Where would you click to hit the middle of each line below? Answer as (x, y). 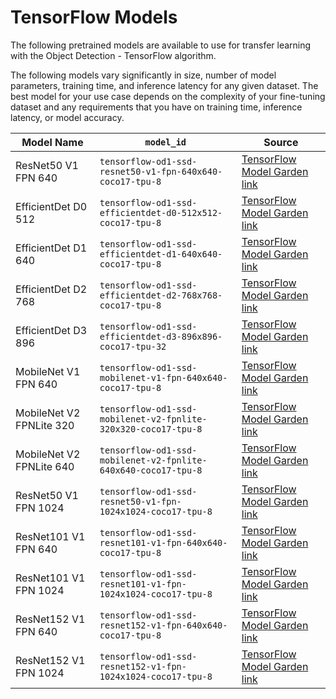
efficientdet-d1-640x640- (161, 254)
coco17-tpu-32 (133, 346)
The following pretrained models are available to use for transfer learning (161, 45)
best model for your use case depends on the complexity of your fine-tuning (168, 96)
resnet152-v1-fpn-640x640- (163, 625)
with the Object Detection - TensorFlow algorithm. (113, 55)
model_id (165, 142)
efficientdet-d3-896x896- (161, 336)
